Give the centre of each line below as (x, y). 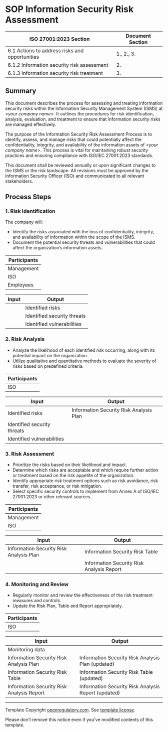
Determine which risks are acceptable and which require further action (85, 470)
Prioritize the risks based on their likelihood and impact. (70, 465)
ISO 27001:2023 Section (59, 39)
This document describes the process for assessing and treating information (84, 103)
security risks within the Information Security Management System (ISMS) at (84, 108)
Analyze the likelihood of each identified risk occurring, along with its (83, 350)
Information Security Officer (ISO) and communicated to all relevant (75, 176)
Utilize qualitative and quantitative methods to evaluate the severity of (84, 361)
